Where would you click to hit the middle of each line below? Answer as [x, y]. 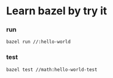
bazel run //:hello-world [38, 42]
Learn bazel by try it [57, 11]
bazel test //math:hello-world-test [52, 70]
